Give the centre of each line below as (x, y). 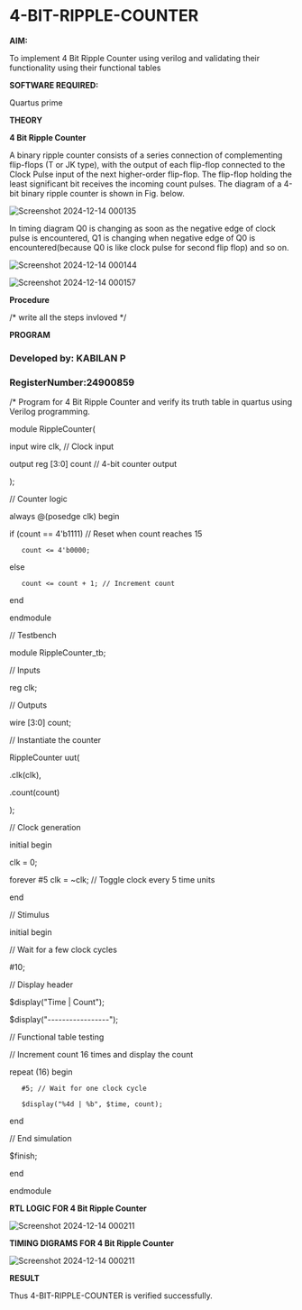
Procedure (29, 299)
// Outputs (28, 705)
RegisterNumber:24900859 (72, 382)
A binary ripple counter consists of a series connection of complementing (146, 155)
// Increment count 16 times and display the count (101, 1055)
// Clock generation (45, 828)
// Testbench (33, 636)
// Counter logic (38, 499)
